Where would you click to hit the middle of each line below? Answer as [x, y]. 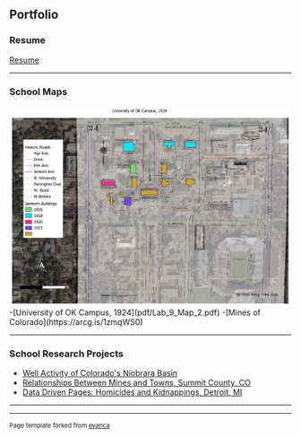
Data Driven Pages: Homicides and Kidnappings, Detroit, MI [132, 392]
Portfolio [34, 15]
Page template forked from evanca [60, 425]
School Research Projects [66, 354]
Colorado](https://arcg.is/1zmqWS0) [76, 322]
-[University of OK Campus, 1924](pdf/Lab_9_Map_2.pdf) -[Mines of [135, 312]
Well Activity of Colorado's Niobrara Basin [99, 373]
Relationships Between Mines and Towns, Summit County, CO [136, 383]
